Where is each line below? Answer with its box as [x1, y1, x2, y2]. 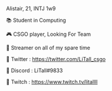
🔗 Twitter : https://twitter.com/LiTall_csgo [6, 56, 106, 62]
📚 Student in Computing [6, 17, 67, 23]
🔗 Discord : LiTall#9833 [6, 67, 63, 74]
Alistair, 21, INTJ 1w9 [6, 5, 56, 12]
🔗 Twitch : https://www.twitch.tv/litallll [6, 79, 98, 85]
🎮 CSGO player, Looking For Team [6, 31, 91, 38]
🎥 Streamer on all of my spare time [6, 44, 90, 51]
